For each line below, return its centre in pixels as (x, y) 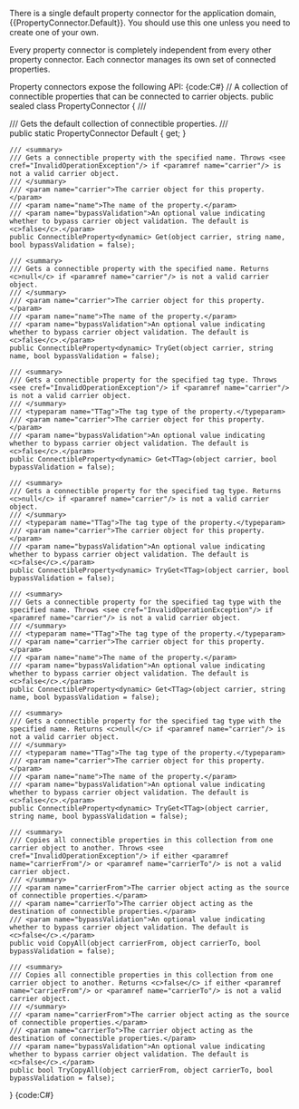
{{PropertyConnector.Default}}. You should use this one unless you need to (150, 23)
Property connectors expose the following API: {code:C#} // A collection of (149, 87)
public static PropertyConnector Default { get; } (98, 133)
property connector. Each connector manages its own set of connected (143, 59)
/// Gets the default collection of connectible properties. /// (119, 123)
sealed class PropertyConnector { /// (78, 106)
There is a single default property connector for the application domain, (143, 13)
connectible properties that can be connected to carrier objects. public (142, 96)
